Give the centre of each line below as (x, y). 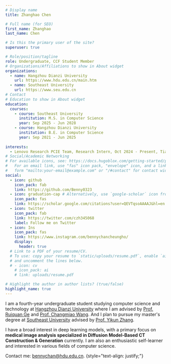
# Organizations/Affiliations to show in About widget (65, 66)
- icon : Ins (23, 228)
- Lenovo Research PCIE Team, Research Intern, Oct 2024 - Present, (84, 152)
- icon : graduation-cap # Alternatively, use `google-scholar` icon (84, 195)
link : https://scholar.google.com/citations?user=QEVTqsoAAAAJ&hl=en (90, 204)
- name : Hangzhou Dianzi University (49, 76)
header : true (33, 247)
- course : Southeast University (49, 114)
